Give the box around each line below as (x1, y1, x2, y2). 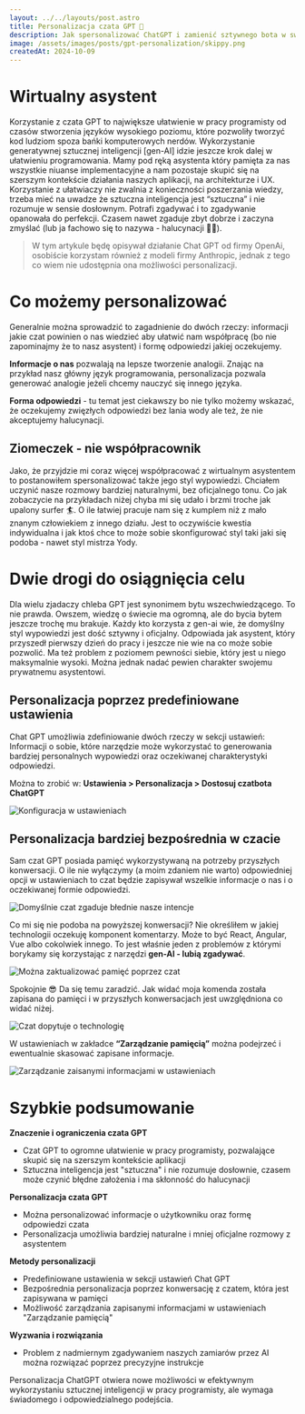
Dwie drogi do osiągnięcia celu (9, 569, 246, 589)
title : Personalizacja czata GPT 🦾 (9, 22, 144, 31)
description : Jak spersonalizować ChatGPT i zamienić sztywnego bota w (9, 30, 286, 39)
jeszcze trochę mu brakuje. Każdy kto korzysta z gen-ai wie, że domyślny (9, 617, 285, 628)
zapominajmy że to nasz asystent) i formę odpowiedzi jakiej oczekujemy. (9, 341, 282, 351)
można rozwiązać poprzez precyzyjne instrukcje (22, 1357, 204, 1369)
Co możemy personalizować (9, 292, 228, 312)
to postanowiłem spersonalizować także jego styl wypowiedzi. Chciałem (9, 475, 280, 486)
